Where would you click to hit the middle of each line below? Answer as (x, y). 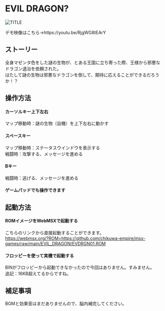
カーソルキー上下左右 (27, 111)
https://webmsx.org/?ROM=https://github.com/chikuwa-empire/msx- (75, 238)
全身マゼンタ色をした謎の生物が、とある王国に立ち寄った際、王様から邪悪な (83, 62)
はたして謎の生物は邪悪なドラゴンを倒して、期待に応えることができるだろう (82, 75)
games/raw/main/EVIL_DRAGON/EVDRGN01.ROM (55, 243)
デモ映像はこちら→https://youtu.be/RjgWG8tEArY (56, 32)
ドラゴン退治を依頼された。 (33, 68)
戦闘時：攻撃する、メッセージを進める (44, 154)
